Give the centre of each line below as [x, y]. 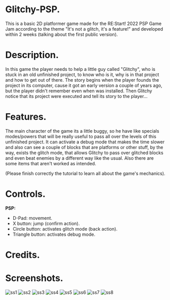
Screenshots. [34, 278]
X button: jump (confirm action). [46, 223]
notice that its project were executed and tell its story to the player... [76, 96]
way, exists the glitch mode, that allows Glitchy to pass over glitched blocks [84, 153]
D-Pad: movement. [32, 218]
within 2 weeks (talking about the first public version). [62, 34]
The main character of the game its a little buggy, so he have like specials [82, 131]
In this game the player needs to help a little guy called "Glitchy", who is [80, 69]
